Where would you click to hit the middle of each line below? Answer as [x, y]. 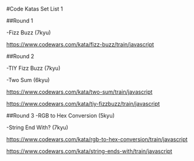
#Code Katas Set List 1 [34, 9]
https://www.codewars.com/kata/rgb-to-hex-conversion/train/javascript [97, 139]
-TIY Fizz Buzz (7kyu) [34, 68]
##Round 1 [20, 21]
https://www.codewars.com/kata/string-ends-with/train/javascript [89, 151]
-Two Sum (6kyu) [28, 80]
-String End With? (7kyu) [37, 127]
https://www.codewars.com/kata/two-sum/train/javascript [79, 92]
